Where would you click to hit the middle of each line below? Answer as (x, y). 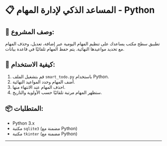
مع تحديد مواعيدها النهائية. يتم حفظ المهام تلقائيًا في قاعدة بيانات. (65, 49)
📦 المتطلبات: (24, 109)
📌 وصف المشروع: (30, 32)
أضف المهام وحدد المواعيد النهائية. (44, 82)
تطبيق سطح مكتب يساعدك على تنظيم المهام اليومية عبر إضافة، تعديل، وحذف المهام (83, 44)
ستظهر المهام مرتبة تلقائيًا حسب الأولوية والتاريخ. (57, 92)
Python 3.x (23, 123)
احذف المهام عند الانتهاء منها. (39, 87)
